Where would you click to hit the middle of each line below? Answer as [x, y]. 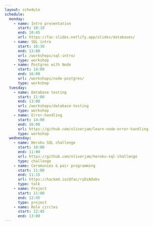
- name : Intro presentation [42, 23]
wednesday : [20, 138]
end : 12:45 [29, 198]
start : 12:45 [31, 212]
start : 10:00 [31, 148]
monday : [17, 19]
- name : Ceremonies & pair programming [55, 166]
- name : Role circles [36, 207]
